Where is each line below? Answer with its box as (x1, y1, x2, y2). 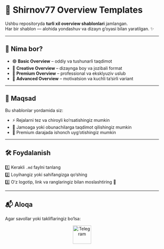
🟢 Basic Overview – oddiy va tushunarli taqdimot (12, 58, 112, 64)
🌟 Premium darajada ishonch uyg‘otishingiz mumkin (12, 129, 116, 135)
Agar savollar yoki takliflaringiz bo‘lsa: (5, 216, 81, 222)
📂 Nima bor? (5, 45, 43, 53)
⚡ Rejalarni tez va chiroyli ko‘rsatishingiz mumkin (12, 117, 110, 123)
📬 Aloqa (5, 200, 33, 208)
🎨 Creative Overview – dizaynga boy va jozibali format (12, 65, 123, 71)
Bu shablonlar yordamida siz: (5, 107, 63, 113)
